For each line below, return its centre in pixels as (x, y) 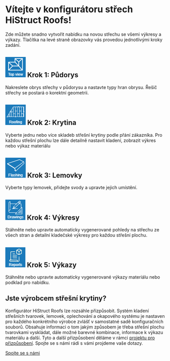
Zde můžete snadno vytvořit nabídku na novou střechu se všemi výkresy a (83, 34)
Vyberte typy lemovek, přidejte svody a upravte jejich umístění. (71, 188)
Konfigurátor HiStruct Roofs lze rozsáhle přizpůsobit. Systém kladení (77, 311)
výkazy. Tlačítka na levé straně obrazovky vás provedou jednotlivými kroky (84, 40)
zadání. (13, 45)
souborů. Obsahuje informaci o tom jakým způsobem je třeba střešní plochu (85, 327)
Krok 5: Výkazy (52, 265)
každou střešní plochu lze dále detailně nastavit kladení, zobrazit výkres (81, 140)
